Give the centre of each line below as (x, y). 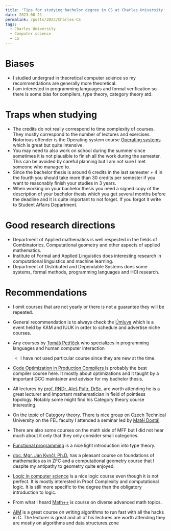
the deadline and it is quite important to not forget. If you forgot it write (87, 199)
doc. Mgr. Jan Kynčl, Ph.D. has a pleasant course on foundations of (83, 455)
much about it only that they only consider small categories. (76, 435)
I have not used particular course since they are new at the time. (88, 358)
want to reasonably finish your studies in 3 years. (64, 183)
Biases (20, 64)
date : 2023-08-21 (24, 15)
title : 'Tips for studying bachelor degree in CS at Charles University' (86, 10)
